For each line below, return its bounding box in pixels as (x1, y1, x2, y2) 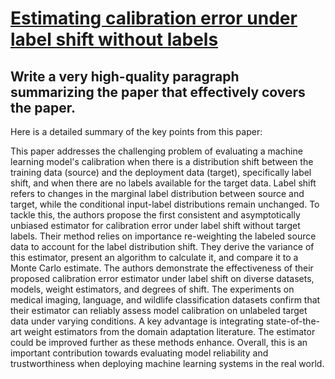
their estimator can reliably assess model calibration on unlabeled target (10, 305, 308, 316)
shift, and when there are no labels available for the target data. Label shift (10, 177, 317, 189)
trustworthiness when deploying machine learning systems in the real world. (10, 358, 325, 369)
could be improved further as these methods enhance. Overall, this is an (10, 337, 308, 348)
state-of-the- (265, 315, 320, 327)
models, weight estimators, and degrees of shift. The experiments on (10, 283, 295, 295)
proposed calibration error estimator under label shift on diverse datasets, (10, 273, 315, 284)
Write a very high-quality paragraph (10, 68, 240, 85)
